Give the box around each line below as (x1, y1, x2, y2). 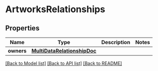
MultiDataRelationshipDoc (31, 47, 97, 54)
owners (8, 47, 27, 54)
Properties (5, 24, 40, 32)
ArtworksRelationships (5, 4, 106, 15)
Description (101, 39, 130, 46)
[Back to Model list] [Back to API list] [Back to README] (5, 60, 122, 66)
